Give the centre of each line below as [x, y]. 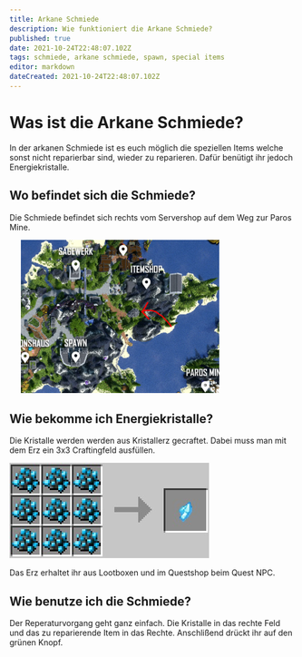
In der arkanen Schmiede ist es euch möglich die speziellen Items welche [146, 147]
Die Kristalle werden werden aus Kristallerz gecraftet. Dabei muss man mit [148, 441]
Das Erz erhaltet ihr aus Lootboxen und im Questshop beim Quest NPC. [142, 573]
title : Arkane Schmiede [54, 19]
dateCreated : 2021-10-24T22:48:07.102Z [85, 77]
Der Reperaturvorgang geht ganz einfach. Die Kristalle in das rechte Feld [145, 623]
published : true [40, 38]
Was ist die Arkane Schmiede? [127, 123]
